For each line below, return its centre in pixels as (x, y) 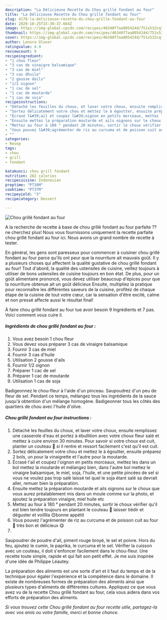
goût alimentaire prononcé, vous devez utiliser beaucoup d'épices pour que (83, 279)
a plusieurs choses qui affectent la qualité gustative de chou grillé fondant (81, 263)
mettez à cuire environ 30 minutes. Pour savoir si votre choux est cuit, (84, 441)
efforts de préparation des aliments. (42, 597)
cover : (12, 38)
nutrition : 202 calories (31, 176)
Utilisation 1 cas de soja (36, 381)
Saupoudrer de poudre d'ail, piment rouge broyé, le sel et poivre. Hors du (80, 540)
